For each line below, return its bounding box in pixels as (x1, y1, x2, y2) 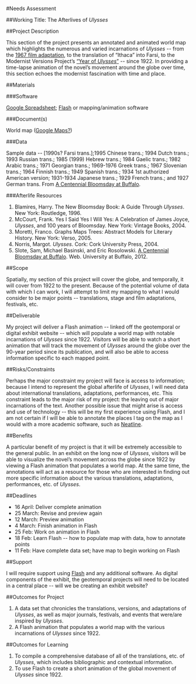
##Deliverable (6, 312, 40, 319)
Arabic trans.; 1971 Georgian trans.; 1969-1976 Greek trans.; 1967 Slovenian (6, 162, 187, 169)
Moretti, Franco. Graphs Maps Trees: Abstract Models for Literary (14, 228, 173, 235)
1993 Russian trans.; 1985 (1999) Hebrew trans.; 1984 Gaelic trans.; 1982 (6, 156, 181, 163)
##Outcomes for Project (6, 594, 64, 600)
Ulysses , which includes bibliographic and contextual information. (14, 659, 174, 665)
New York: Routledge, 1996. (14, 210, 82, 216)
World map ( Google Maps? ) (6, 127, 73, 134)
